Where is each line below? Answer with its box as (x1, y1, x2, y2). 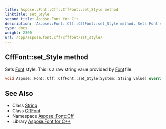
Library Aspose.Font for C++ (12, 118, 71, 124)
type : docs (5, 26, 28, 31)
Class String (12, 102, 38, 109)
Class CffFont (12, 108, 41, 114)
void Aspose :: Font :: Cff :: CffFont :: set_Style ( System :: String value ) (5, 76, 147, 81)
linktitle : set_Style (5, 12, 50, 17)
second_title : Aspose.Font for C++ (5, 16, 79, 21)
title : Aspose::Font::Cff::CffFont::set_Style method (5, 7, 119, 12)
